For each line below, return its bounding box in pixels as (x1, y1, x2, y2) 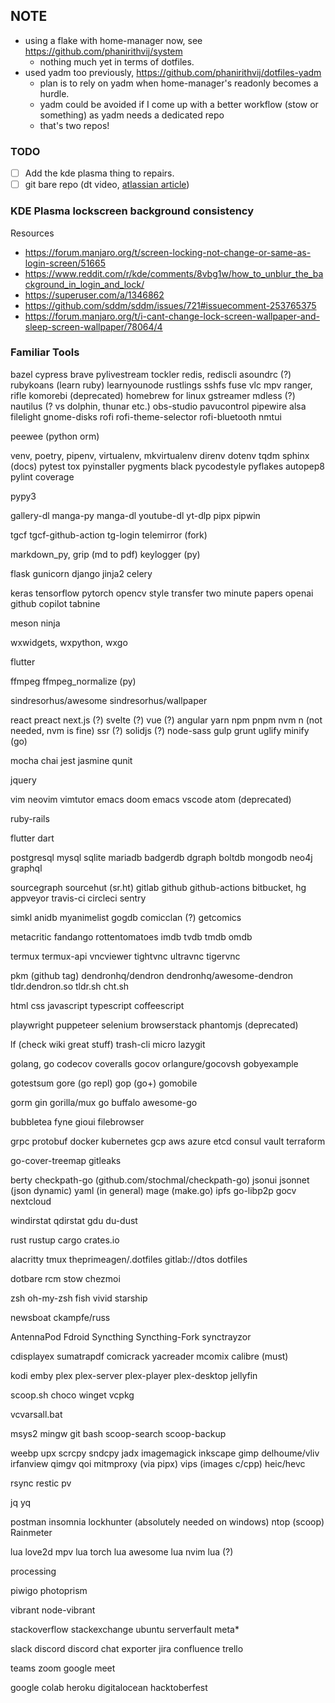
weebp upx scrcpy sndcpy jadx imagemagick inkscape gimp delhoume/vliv (10, 1447, 320, 1459)
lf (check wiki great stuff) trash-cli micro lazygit (10, 1038, 206, 1050)
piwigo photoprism (10, 1584, 88, 1596)
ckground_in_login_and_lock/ (24, 278, 145, 290)
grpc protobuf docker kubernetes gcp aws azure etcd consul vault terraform (10, 1135, 326, 1147)
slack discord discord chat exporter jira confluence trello (10, 1642, 244, 1654)
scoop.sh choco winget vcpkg (10, 1389, 135, 1401)
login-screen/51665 (24, 257, 107, 269)
